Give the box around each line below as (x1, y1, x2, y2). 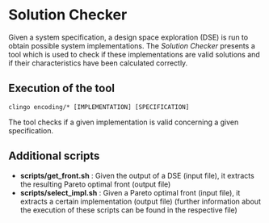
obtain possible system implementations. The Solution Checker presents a (8, 40, 256, 50)
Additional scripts (8, 149, 100, 163)
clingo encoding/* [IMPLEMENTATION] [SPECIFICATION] (8, 103, 190, 111)
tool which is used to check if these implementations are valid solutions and (8, 49, 260, 59)
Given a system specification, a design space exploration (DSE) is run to (8, 32, 249, 42)
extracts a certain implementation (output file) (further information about (19, 196, 261, 206)
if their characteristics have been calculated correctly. (8, 58, 188, 68)
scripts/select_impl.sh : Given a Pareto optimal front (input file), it (19, 187, 241, 197)
